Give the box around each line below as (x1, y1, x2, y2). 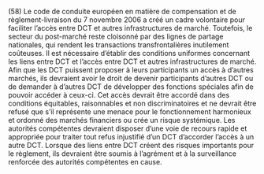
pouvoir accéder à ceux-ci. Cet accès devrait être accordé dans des (8, 91, 230, 99)
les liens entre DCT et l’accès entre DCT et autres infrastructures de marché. (8, 57, 257, 66)
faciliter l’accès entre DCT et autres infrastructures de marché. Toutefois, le (8, 24, 253, 32)
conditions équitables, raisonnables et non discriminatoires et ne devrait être (8, 98, 257, 108)
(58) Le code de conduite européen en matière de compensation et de (8, 7, 236, 16)
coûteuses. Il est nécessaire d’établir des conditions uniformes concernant (8, 49, 251, 57)
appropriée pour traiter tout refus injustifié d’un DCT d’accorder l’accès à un (8, 132, 255, 141)
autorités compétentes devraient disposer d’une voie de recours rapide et (8, 124, 247, 133)
